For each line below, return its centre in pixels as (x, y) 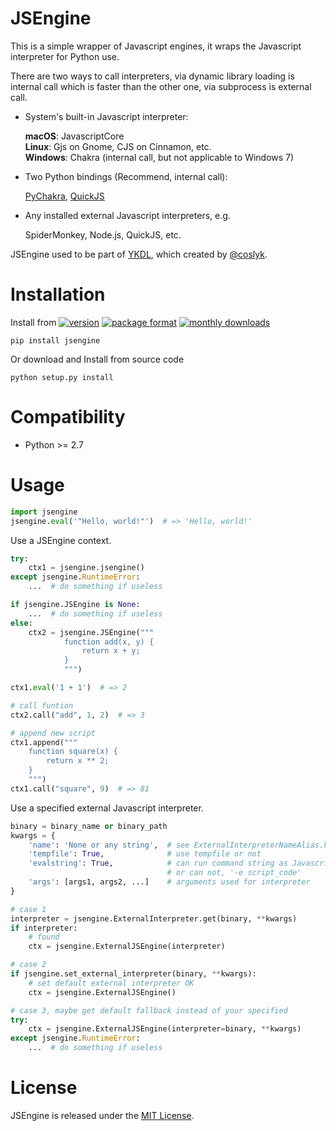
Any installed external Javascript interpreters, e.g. (127, 215)
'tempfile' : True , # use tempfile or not (145, 854)
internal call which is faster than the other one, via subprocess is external (161, 86)
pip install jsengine (55, 340)
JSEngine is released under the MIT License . (102, 1115)
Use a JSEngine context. (61, 540)
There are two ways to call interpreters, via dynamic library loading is (152, 76)
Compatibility (68, 417)
